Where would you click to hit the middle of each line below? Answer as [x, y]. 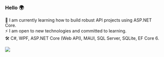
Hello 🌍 [15, 7]
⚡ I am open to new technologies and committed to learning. [66, 31]
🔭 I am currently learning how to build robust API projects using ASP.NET [79, 20]
